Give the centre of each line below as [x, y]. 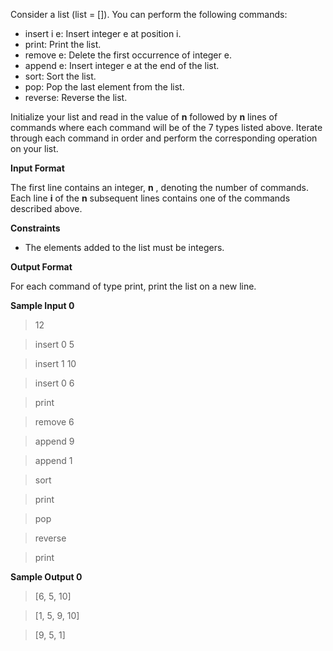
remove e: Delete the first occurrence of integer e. [128, 55]
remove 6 [54, 422]
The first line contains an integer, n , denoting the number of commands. [160, 187]
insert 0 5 [54, 344]
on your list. [34, 148]
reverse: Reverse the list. [76, 97]
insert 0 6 [54, 383]
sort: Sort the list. [60, 76]
